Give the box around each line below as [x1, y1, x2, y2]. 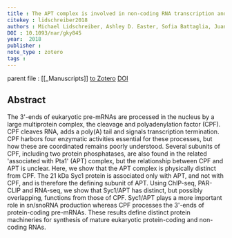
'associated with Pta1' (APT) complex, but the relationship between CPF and [7, 156, 224, 165]
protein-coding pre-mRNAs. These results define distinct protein [7, 208, 191, 217]
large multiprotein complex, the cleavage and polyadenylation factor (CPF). [7, 120, 221, 128]
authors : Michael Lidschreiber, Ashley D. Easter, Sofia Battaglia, [7, 23, 212, 30]
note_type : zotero [7, 49, 64, 56]
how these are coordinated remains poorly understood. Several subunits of [7, 142, 221, 150]
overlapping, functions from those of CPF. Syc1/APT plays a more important [7, 193, 222, 201]
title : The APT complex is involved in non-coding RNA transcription [7, 10, 215, 17]
